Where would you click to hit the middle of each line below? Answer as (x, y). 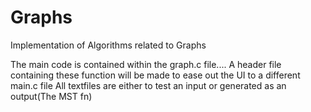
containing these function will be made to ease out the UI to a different (155, 75)
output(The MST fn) (51, 96)
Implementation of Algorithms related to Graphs (108, 45)
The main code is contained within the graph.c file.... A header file (146, 64)
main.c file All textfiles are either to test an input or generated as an (148, 85)
